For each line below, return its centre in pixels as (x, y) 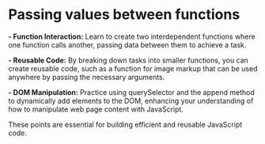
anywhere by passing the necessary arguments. (87, 77)
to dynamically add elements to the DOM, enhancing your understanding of (131, 100)
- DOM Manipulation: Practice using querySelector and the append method (132, 92)
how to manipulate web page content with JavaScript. (96, 109)
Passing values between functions (124, 15)
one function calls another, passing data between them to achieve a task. (127, 44)
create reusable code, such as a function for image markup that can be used (133, 68)
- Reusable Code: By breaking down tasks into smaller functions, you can (129, 60)
